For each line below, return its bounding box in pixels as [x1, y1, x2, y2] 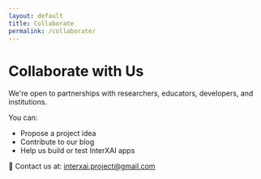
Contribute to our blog [19, 137, 95, 147]
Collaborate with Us [8, 62, 144, 80]
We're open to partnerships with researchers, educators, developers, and [8, 88, 254, 98]
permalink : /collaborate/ [8, 27, 96, 35]
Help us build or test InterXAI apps [19, 146, 135, 156]
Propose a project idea [19, 129, 96, 139]
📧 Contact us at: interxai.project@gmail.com [8, 161, 156, 171]
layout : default [8, 11, 63, 20]
